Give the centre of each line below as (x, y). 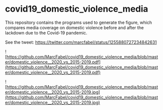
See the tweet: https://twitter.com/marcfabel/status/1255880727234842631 (81, 42)
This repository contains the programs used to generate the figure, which (79, 22)
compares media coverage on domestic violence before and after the (74, 27)
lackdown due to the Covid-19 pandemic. (46, 33)
